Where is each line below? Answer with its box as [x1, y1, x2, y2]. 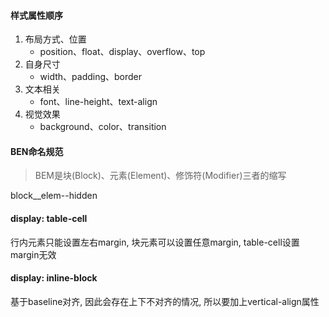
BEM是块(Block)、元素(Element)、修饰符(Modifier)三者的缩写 [34, 170, 287, 182]
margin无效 [10, 248, 57, 260]
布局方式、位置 [24, 33, 87, 45]
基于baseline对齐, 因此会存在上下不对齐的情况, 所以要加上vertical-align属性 [10, 295, 320, 307]
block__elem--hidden [10, 190, 98, 202]
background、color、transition [39, 121, 167, 133]
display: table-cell [10, 213, 88, 224]
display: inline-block [10, 272, 98, 284]
